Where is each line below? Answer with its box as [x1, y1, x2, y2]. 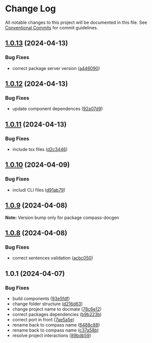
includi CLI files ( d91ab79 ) [12, 187, 66, 193]
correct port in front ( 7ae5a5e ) [12, 316, 75, 323]
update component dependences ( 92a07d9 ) [12, 106, 103, 112]
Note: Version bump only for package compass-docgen [5, 214, 120, 220]
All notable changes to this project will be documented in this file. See [5, 19, 148, 25]
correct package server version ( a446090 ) [12, 65, 100, 71]
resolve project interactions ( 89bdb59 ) [12, 332, 92, 338]
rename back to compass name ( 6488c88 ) [12, 322, 100, 328]
